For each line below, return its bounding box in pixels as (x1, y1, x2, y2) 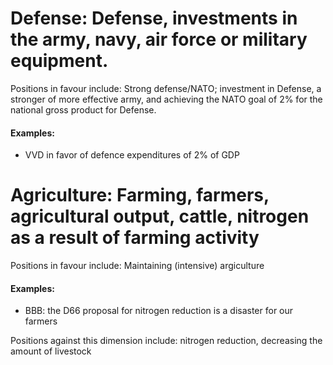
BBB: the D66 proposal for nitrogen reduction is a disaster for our (24, 305, 294, 317)
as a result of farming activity (10, 227, 260, 249)
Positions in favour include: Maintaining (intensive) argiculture (10, 260, 265, 272)
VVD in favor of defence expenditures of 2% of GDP (24, 149, 240, 161)
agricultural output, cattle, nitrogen (10, 205, 310, 228)
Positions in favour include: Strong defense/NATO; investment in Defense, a (10, 82, 322, 94)
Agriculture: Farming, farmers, (10, 184, 270, 207)
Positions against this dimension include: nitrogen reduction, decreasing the (10, 335, 323, 347)
